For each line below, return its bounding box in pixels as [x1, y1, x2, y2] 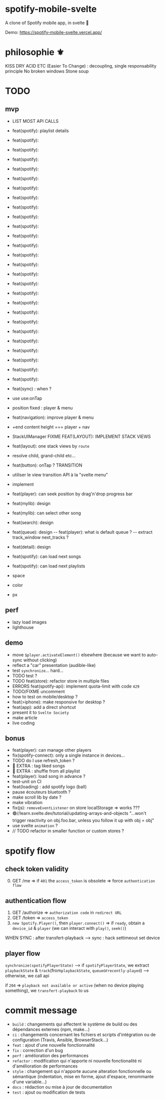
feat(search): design [12, 519, 54, 525]
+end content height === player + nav [12, 424, 90, 430]
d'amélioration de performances [12, 1063, 78, 1069]
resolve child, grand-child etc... [12, 452, 76, 458]
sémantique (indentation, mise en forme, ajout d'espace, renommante [12, 1073, 154, 1079]
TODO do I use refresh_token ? [12, 758, 75, 764]
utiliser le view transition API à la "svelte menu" [12, 472, 108, 477]
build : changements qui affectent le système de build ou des [12, 1021, 137, 1027]
